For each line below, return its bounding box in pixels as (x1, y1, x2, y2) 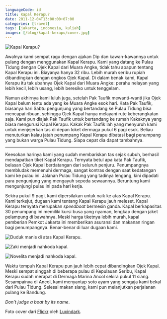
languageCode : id (5, 7, 41, 12)
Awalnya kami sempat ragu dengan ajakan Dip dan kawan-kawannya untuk (5, 54, 159, 60)
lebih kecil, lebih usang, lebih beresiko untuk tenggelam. (5, 85, 120, 91)
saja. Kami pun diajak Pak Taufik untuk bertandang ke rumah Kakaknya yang (5, 116, 162, 122)
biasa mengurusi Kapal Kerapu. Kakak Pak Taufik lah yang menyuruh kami (5, 121, 157, 127)
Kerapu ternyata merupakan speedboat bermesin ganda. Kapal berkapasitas (5, 203, 162, 209)
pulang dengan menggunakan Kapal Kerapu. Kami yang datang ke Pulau (5, 59, 153, 65)
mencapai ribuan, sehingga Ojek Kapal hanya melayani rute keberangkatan (5, 111, 159, 117)
